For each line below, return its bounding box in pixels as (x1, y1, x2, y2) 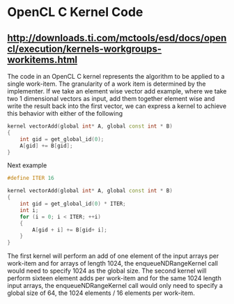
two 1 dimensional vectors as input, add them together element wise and (7, 95, 215, 102)
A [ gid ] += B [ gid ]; (19, 142, 73, 149)
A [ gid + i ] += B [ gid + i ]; (32, 226, 108, 234)
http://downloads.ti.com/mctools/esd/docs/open (7, 32, 227, 44)
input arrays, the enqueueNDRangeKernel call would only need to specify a (7, 282, 223, 290)
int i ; (19, 206, 39, 213)
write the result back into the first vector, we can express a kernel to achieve (7, 102, 227, 110)
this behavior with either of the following (7, 109, 123, 117)
